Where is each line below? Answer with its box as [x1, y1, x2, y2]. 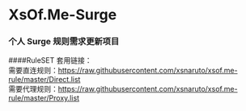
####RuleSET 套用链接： [8, 55, 92, 65]
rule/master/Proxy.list [8, 93, 79, 103]
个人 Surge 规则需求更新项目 [8, 36, 120, 47]
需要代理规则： [8, 84, 58, 94]
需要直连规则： [8, 66, 58, 76]
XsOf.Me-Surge [8, 6, 117, 24]
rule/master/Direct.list [8, 75, 81, 84]
